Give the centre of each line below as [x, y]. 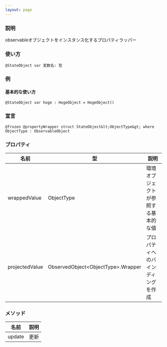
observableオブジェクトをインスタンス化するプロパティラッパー [71, 40]
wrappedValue [25, 198]
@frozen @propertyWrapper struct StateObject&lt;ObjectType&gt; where [80, 127]
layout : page [19, 10]
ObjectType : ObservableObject [38, 131]
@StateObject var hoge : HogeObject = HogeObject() [60, 103]
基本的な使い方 [20, 92]
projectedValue [25, 267]
